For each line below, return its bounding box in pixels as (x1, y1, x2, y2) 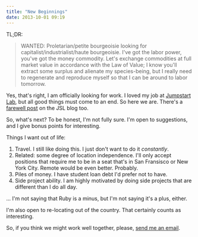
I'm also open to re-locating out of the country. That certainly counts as (6, 206, 181, 213)
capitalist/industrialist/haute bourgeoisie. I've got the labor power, (20, 48, 182, 55)
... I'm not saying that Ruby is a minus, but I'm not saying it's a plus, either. (6, 195, 187, 202)
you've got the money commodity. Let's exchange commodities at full (20, 55, 192, 62)
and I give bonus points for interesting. (6, 122, 101, 129)
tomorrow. (20, 80, 46, 87)
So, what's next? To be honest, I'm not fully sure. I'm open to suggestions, (6, 116, 188, 123)
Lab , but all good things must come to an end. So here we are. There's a (6, 98, 183, 105)
